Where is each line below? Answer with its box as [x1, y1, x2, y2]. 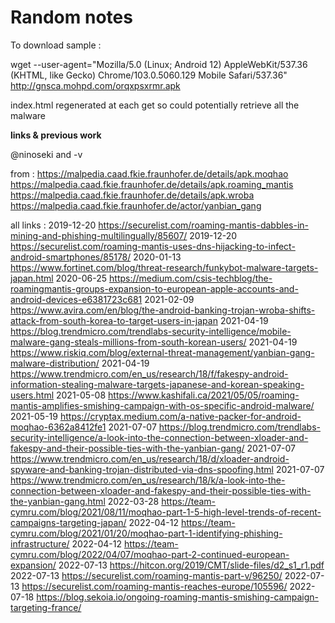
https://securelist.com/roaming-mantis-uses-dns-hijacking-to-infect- [10, 240, 296, 252]
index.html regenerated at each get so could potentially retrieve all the [10, 99, 300, 111]
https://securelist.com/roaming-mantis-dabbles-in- [98, 219, 309, 231]
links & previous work [10, 129, 102, 141]
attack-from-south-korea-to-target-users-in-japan [10, 314, 218, 326]
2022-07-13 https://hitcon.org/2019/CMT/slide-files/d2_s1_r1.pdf [58, 559, 325, 571]
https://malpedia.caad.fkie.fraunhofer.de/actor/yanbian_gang [10, 199, 262, 211]
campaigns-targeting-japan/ [10, 516, 127, 528]
